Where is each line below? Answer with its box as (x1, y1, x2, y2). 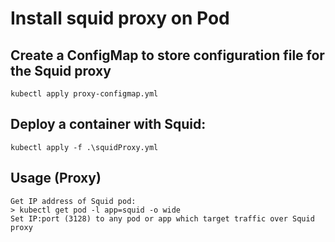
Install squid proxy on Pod (10, 7, 230, 30)
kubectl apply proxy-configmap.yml (10, 89, 159, 99)
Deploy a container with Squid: (10, 116, 207, 133)
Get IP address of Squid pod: (10, 196, 137, 206)
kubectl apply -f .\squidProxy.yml (10, 142, 159, 152)
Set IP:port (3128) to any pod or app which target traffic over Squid (10, 213, 315, 224)
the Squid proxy (10, 62, 112, 79)
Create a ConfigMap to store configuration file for (10, 47, 325, 64)
